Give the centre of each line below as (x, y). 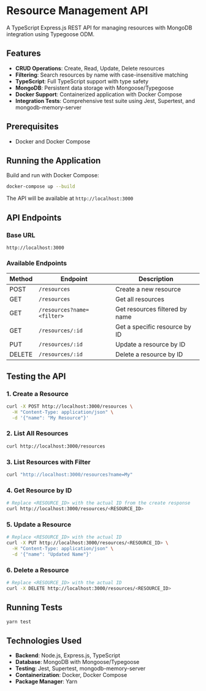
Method (21, 279)
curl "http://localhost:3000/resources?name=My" (70, 475)
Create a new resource (148, 289)
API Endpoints (34, 217)
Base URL (21, 235)
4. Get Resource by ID (39, 490)
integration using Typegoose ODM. (51, 34)
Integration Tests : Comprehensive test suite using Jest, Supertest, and (105, 101)
